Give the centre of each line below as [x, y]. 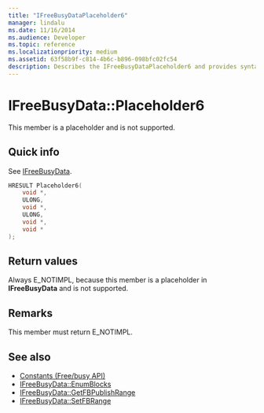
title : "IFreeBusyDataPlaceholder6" [68, 15]
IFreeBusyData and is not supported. [68, 289]
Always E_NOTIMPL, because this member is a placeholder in [108, 280]
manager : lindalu [37, 23]
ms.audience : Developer [47, 37]
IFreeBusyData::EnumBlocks [65, 384]
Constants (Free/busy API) [62, 375]
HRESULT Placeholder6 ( [45, 186]
